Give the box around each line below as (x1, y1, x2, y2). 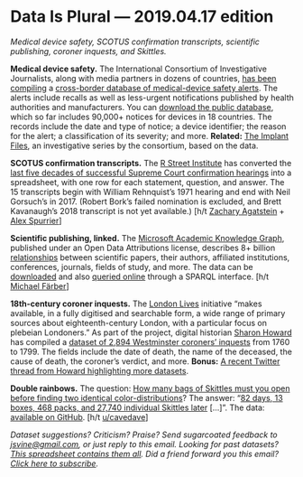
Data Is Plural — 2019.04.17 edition (10, 6, 274, 27)
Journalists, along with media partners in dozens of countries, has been (10, 72, 277, 83)
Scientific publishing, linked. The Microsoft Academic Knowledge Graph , (10, 232, 285, 243)
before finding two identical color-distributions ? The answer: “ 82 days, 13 (10, 392, 283, 403)
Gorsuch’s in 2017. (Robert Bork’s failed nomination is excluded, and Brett (10, 196, 282, 207)
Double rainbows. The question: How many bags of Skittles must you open (10, 382, 290, 394)
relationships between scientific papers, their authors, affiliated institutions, (10, 251, 290, 263)
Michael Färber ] (10, 280, 70, 291)
